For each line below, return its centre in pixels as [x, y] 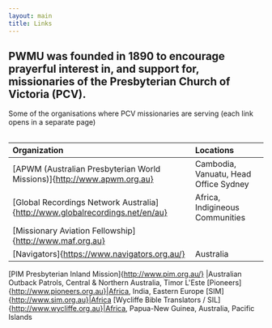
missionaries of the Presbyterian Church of [119, 81]
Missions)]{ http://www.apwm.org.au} [83, 179]
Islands [20, 317]
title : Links [30, 23]
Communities [220, 218]
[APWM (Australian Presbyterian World [87, 169]
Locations [215, 151]
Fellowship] [114, 231]
